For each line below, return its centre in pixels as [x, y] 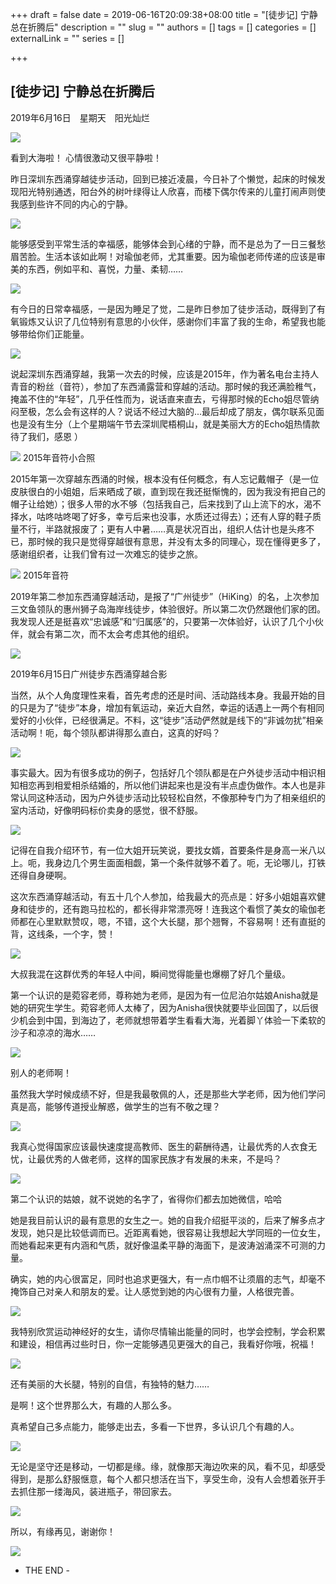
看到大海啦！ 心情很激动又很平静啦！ [86, 157]
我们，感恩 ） [55, 436]
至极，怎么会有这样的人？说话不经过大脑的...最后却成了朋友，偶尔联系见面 [171, 411]
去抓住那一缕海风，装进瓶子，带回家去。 [93, 1491]
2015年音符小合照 [59, 457]
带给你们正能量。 [54, 334]
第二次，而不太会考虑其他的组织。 [124, 634]
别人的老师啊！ [41, 1072]
